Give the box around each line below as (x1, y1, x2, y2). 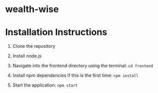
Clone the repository (12, 43, 56, 49)
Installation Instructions (5, 27, 108, 38)
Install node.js (12, 53, 42, 59)
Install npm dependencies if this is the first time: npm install (12, 72, 139, 78)
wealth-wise (5, 4, 59, 15)
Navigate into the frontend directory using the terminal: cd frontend (12, 63, 153, 69)
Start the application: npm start (12, 82, 78, 88)
